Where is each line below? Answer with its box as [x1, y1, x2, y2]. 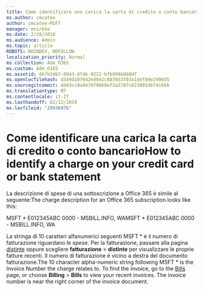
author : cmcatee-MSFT [6, 20, 61, 26]
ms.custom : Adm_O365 [6, 65, 59, 72]
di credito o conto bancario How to [6, 144, 181, 158]
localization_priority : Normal [6, 54, 86, 60]
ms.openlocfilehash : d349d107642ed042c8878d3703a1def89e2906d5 [6, 77, 170, 83]
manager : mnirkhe [6, 26, 50, 32]
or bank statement [6, 169, 101, 183]
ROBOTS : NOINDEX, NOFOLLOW [6, 49, 75, 55]
